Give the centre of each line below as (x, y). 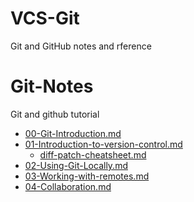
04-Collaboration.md (68, 186)
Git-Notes (52, 86)
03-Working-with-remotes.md (87, 176)
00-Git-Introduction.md (73, 133)
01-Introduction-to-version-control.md (103, 144)
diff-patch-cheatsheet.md (93, 154)
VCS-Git (45, 18)
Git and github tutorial (55, 114)
